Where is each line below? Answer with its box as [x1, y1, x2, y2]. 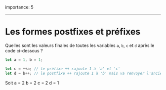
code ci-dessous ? [5, 47, 43, 53]
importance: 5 [5, 4, 34, 10]
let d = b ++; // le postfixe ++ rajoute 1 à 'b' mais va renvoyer [5, 71, 145, 76]
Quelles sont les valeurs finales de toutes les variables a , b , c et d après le [5, 42, 155, 48]
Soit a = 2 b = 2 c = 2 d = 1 [5, 80, 59, 86]
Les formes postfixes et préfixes [5, 26, 141, 38]
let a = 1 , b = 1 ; [5, 57, 43, 62]
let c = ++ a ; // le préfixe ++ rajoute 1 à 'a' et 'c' [5, 66, 121, 71]
